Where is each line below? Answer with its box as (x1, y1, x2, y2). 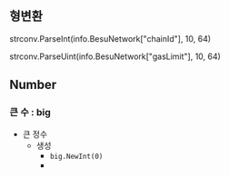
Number (9, 77, 57, 93)
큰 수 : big (9, 106, 52, 119)
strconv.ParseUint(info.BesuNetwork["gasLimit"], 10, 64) (9, 51, 221, 62)
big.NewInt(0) (49, 152, 104, 161)
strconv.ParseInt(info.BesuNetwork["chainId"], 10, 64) (9, 33, 212, 44)
